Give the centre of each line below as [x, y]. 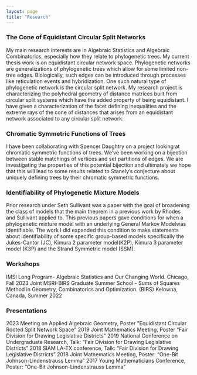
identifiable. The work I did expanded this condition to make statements [92, 230]
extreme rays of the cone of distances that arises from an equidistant [90, 112]
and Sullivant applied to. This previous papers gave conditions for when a [95, 218]
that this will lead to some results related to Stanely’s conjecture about [91, 171]
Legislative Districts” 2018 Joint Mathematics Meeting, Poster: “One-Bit [92, 354]
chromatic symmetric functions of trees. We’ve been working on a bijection [97, 153]
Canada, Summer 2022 [34, 295]
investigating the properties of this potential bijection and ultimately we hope [98, 165]
